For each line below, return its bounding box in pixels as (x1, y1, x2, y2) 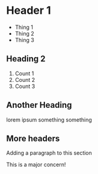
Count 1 (14, 70, 34, 77)
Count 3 (14, 82, 35, 90)
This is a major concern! (6, 161, 66, 169)
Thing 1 (14, 23, 33, 31)
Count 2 (14, 76, 35, 83)
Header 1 (6, 4, 51, 17)
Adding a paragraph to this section (6, 149, 92, 157)
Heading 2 (6, 54, 46, 64)
